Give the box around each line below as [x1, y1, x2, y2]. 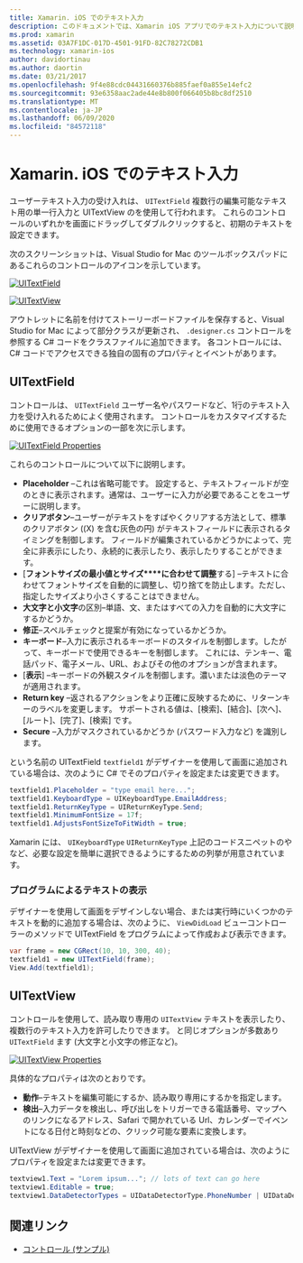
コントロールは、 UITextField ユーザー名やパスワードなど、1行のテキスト [9, 399, 282, 410]
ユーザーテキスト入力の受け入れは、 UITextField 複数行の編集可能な [9, 195, 263, 206]
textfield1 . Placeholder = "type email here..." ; [9, 786, 196, 795]
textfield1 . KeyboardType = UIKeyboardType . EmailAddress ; [9, 794, 228, 803]
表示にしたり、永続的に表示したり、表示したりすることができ [46, 545, 275, 556]
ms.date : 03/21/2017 [9, 72, 87, 81]
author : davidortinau [9, 55, 91, 64]
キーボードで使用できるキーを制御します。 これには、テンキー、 [45, 647, 284, 658]
